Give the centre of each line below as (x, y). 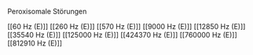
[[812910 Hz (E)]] (35, 43)
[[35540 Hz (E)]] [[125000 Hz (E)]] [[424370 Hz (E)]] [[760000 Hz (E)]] (122, 35)
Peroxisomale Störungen (47, 11)
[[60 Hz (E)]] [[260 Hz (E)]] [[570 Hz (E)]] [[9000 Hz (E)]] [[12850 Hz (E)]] (126, 26)
